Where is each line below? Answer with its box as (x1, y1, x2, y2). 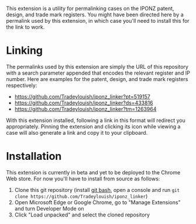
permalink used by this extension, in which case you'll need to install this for (6, 17, 190, 24)
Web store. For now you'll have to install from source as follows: (6, 175, 160, 182)
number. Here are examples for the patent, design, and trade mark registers (6, 75, 188, 82)
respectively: (6, 82, 37, 89)
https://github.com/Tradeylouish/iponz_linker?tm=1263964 (14, 105, 157, 113)
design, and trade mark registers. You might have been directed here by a (6, 11, 184, 18)
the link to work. (6, 23, 45, 30)
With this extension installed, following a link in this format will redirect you (6, 117, 186, 124)
